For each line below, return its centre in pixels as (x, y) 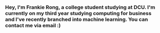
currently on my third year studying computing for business (78, 13)
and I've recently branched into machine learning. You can (77, 19)
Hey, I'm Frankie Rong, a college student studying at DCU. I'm (80, 7)
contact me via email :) (33, 25)
